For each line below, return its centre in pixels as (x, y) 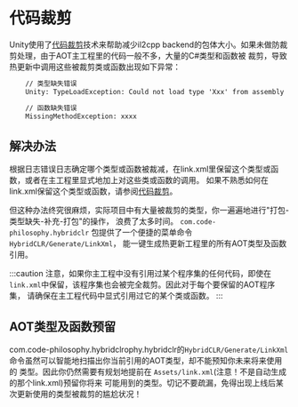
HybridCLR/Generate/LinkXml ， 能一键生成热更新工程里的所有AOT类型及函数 (148, 243)
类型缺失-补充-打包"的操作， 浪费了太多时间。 (94, 221)
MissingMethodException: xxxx (81, 116)
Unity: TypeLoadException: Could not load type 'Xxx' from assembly (155, 92)
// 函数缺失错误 (51, 108)
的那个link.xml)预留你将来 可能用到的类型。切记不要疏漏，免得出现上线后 (143, 383)
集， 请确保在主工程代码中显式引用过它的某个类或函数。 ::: (116, 296)
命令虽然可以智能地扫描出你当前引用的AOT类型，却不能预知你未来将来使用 (146, 361)
